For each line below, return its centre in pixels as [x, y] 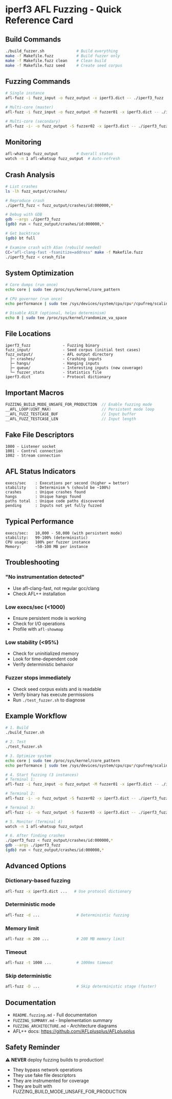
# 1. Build [17, 728]
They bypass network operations [48, 1070]
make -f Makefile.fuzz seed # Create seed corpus [64, 65]
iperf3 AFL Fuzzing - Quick [63, 10]
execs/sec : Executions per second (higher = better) [67, 483]
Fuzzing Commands [38, 81]
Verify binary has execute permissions [53, 694]
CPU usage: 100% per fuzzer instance [48, 542]
